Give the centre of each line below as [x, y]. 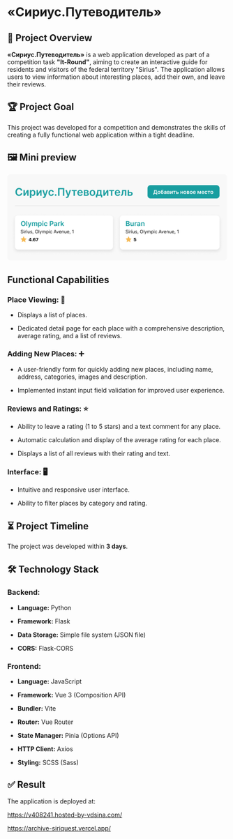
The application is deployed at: [52, 801]
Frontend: [24, 666]
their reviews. [27, 84]
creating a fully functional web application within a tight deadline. [101, 135]
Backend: [24, 592]
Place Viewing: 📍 [36, 300]
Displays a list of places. [52, 315]
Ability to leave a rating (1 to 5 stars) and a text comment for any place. [119, 427]
